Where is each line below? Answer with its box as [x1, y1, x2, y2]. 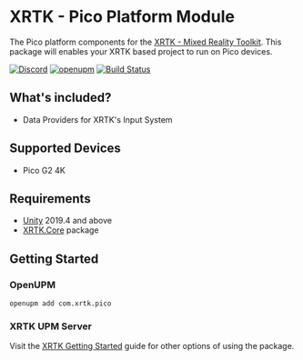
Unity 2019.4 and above [22, 215, 112, 226]
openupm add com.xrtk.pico [9, 299, 112, 308]
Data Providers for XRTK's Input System [22, 114, 173, 125]
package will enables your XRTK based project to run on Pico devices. [9, 45, 273, 56]
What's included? [9, 90, 112, 105]
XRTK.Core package [22, 225, 99, 235]
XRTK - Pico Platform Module [9, 6, 235, 27]
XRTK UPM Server [9, 320, 93, 333]
